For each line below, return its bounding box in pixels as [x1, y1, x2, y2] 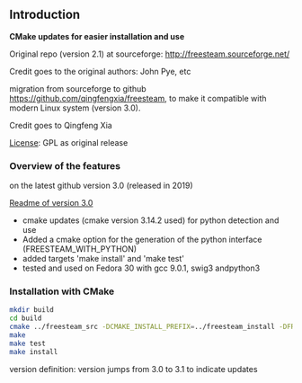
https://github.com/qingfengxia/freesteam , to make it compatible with [9, 93, 267, 103]
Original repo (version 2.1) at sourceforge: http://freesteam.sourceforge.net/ [9, 49, 290, 59]
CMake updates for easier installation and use [9, 31, 185, 41]
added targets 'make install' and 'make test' [22, 254, 185, 264]
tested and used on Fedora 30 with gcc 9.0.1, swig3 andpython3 [22, 263, 261, 273]
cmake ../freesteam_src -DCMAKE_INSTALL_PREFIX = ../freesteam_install [9, 323, 276, 332]
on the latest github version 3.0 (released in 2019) [9, 180, 193, 191]
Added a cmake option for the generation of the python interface [22, 234, 262, 245]
